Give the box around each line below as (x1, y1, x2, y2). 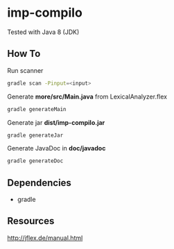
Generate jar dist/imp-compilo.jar (7, 118, 105, 126)
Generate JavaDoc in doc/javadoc (7, 144, 106, 153)
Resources (7, 215, 55, 227)
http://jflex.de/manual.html (7, 234, 83, 242)
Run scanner (7, 66, 44, 74)
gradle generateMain (7, 105, 67, 112)
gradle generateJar (7, 132, 64, 139)
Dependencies (7, 177, 71, 189)
